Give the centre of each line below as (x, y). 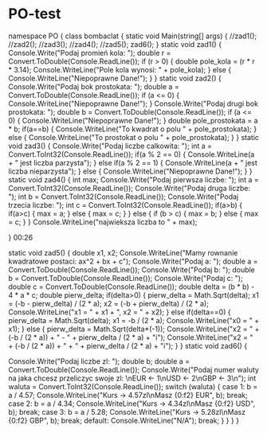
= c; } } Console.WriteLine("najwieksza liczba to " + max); (103, 222)
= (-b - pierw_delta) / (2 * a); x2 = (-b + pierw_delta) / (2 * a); (109, 303)
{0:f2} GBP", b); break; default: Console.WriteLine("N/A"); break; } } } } (124, 420)
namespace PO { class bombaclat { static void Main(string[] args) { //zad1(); (133, 36)
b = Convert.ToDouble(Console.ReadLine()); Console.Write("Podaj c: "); (126, 278)
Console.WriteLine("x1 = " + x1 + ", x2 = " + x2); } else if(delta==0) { (120, 312)
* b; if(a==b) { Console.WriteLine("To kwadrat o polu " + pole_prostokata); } (133, 129)
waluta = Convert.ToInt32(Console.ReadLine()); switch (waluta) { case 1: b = (133, 386)
